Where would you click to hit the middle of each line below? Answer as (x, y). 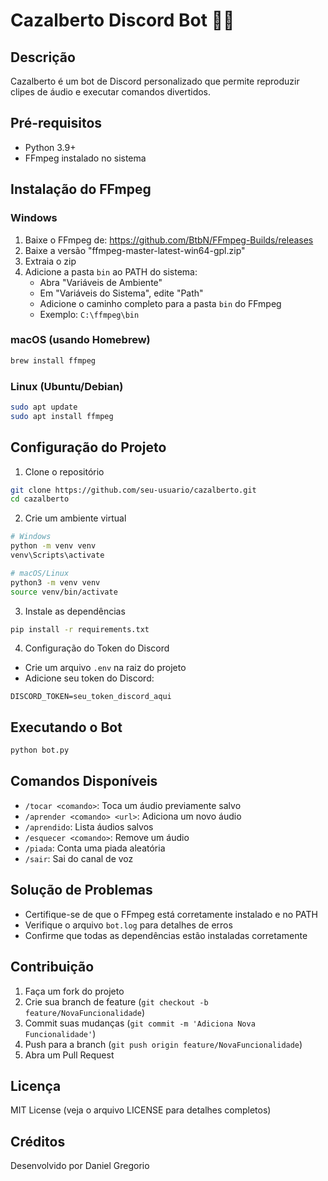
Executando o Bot (66, 727)
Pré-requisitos (56, 123)
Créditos (38, 1141)
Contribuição (52, 967)
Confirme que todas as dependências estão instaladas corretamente (166, 935)
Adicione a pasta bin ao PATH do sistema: (111, 271)
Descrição (43, 57)
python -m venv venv (53, 546)
